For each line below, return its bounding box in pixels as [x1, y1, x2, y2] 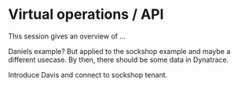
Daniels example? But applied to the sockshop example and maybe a [8, 46, 231, 56]
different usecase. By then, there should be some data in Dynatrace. [8, 55, 229, 64]
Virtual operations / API [8, 5, 164, 24]
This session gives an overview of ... [8, 31, 126, 41]
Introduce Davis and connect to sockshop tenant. [8, 70, 168, 79]
